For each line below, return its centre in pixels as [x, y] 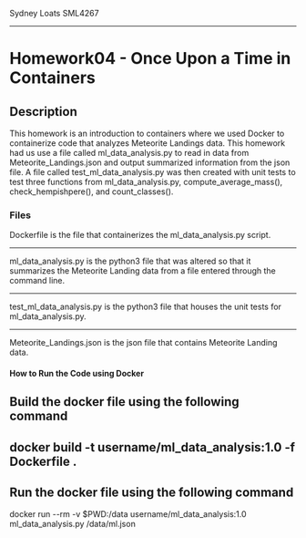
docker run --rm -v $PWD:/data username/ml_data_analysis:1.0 [128, 514]
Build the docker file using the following [124, 402]
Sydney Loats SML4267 [54, 13]
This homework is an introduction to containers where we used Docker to [147, 133]
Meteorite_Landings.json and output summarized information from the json [150, 162]
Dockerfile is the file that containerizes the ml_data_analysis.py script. [140, 235]
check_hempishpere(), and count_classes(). [92, 191]
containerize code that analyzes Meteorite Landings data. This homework [147, 143]
